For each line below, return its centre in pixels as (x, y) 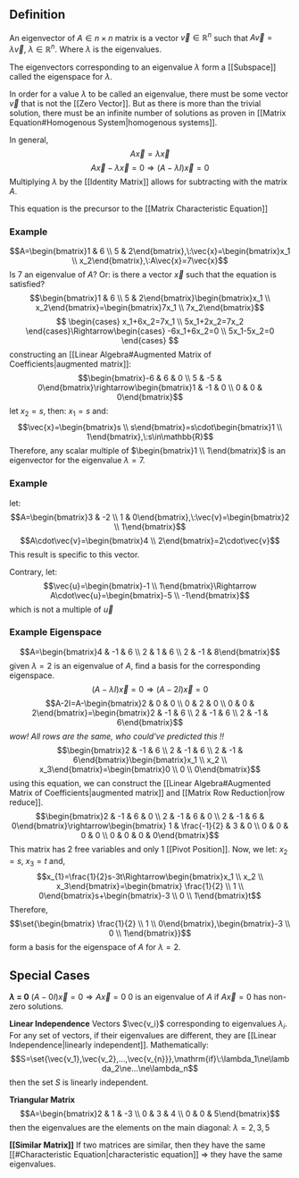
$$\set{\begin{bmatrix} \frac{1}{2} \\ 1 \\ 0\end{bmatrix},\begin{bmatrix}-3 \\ (150, 924)
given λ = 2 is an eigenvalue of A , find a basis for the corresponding (135, 665)
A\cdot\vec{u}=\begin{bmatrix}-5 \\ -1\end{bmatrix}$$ (150, 595)
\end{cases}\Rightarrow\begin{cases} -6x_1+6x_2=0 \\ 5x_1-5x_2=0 (150, 331)
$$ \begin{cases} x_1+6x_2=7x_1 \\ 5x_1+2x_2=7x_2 (150, 322)
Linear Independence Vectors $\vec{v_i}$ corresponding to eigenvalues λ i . (148, 1025)
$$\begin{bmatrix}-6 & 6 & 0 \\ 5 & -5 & (150, 378)
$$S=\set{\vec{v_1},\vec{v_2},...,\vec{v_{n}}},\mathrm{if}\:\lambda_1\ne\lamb (150, 1059)
